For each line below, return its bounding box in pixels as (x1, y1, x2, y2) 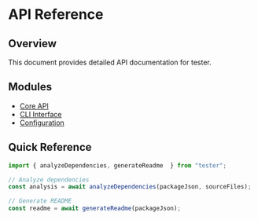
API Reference (8, 5, 104, 24)
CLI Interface (19, 109, 62, 119)
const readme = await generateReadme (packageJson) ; (8, 204, 181, 213)
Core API (19, 101, 49, 111)
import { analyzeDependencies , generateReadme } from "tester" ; (8, 161, 227, 170)
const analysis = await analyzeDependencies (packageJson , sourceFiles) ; (8, 183, 252, 191)
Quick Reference (8, 141, 92, 154)
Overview (8, 37, 57, 50)
